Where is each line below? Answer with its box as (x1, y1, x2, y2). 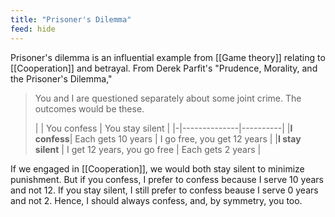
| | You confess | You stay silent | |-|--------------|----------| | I (34, 122, 293, 134)
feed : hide (10, 24, 56, 34)
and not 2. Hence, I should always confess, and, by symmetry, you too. (10, 194, 303, 206)
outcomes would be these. (34, 102, 145, 115)
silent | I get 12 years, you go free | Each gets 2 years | (34, 143, 262, 155)
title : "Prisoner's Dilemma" (10, 14, 132, 25)
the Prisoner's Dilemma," (10, 72, 113, 85)
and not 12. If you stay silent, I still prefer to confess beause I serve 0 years (10, 184, 319, 196)
